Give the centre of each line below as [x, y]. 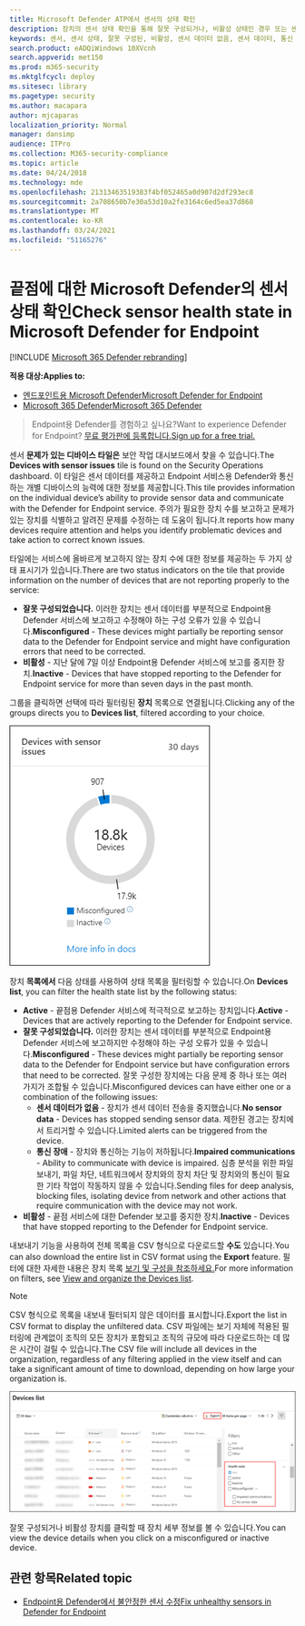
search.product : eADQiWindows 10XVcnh [83, 48]
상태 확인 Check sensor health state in [151, 312]
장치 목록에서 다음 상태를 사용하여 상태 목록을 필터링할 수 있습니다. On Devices [149, 981]
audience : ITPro [40, 144]
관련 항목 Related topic [71, 1578]
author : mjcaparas [44, 115]
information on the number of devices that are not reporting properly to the [150, 580]
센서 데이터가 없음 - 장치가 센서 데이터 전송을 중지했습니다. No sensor [159, 1107]
